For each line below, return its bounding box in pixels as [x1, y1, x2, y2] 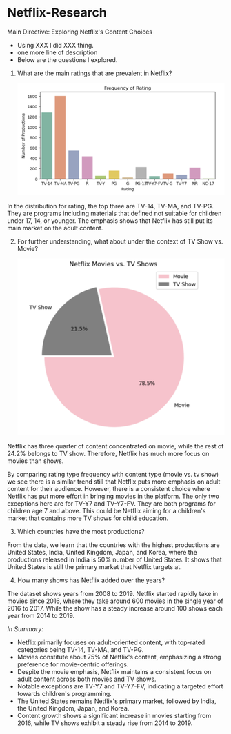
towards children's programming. [17, 689, 112, 697]
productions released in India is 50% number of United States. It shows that [7, 555, 222, 564]
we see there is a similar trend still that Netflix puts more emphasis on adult [7, 477, 221, 486]
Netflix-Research [7, 5, 107, 21]
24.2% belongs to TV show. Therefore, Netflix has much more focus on [7, 449, 210, 457]
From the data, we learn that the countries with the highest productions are [7, 540, 221, 549]
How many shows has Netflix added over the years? [17, 576, 165, 584]
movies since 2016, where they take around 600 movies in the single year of [7, 597, 224, 605]
